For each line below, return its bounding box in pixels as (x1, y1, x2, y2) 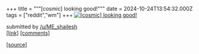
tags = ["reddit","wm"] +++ (6, 11, 73, 19)
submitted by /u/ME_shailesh (6, 23, 78, 30)
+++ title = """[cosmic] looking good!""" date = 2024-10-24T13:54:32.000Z (6, 5, 193, 12)
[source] (6, 41, 28, 48)
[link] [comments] (6, 29, 50, 37)
